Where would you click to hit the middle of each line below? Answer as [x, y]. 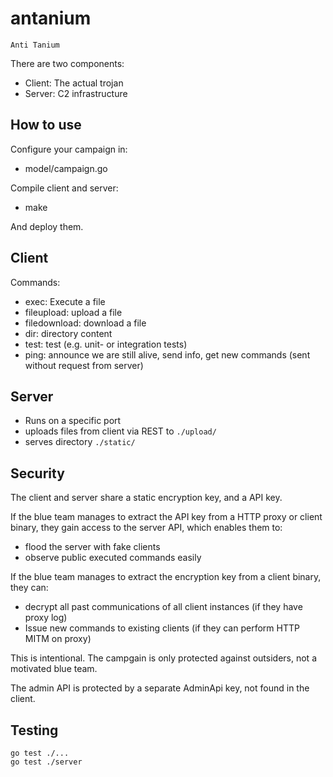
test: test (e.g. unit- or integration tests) [106, 344]
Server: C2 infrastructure [76, 93]
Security [37, 473]
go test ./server [46, 762]
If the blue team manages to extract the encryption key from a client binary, [166, 577]
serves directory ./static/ [80, 442]
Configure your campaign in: [69, 149]
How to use [46, 125]
